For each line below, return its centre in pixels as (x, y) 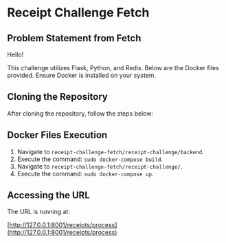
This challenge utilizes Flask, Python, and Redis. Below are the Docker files (113, 68)
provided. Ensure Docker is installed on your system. (82, 75)
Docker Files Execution (57, 135)
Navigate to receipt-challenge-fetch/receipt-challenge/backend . (110, 151)
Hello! (15, 54)
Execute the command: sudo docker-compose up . (85, 173)
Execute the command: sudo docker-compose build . (90, 159)
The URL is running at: (39, 212)
